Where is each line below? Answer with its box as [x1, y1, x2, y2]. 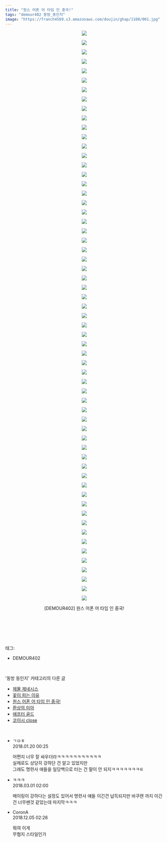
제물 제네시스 [12, 686, 39, 692]
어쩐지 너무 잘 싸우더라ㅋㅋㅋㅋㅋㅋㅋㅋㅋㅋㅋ [12, 754, 102, 760]
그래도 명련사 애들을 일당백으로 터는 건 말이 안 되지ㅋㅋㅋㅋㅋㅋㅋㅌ [12, 766, 144, 772]
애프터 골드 [12, 711, 35, 717]
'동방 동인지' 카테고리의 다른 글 [5, 675, 66, 681]
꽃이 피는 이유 [12, 692, 40, 698]
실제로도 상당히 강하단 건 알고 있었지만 [12, 760, 88, 766]
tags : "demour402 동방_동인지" [5, 12, 65, 17]
